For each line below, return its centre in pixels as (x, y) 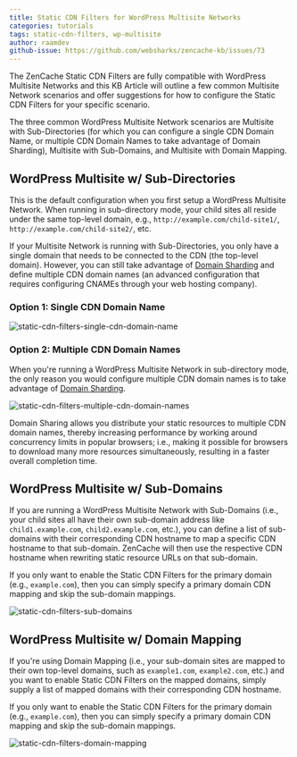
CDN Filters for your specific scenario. (80, 105)
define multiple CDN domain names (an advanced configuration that (135, 274)
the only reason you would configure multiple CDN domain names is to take (148, 378)
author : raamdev (39, 42)
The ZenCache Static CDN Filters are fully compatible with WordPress (137, 76)
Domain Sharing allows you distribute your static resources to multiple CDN (148, 423)
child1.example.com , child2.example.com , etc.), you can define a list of (138, 529)
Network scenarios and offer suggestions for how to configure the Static (143, 96)
